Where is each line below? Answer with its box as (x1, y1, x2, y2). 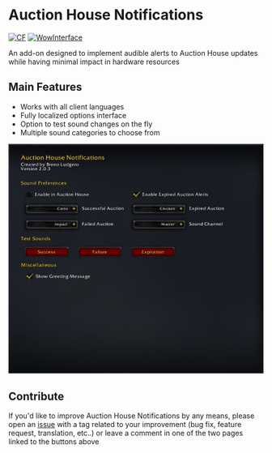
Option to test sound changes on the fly (19, 119, 153, 129)
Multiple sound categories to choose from (19, 127, 160, 137)
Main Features (8, 80, 83, 94)
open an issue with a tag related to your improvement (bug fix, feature (8, 420, 242, 429)
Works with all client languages (19, 101, 125, 111)
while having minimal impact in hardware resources (8, 57, 180, 66)
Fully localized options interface (19, 110, 127, 120)
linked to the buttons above (8, 437, 100, 447)
